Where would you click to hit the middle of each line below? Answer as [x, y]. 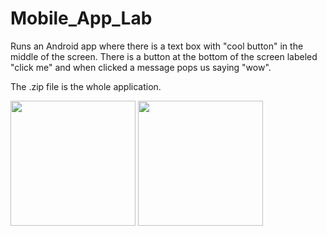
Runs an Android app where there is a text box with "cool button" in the [157, 46]
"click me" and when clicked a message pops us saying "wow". [141, 67]
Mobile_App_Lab [81, 18]
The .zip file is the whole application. [86, 86]
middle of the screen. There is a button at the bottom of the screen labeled [164, 56]
